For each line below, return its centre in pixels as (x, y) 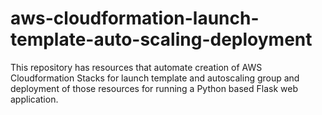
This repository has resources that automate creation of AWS (136, 67)
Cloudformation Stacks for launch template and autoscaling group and (155, 78)
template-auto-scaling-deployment (161, 39)
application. (34, 99)
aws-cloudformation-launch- (135, 18)
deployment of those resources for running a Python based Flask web (154, 88)
